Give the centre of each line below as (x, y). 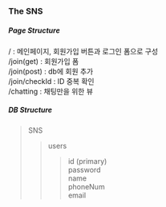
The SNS (26, 11)
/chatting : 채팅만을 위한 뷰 (51, 91)
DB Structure (30, 110)
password (84, 169)
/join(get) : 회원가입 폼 (44, 61)
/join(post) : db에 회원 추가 (51, 71)
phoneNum (87, 186)
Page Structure (34, 30)
